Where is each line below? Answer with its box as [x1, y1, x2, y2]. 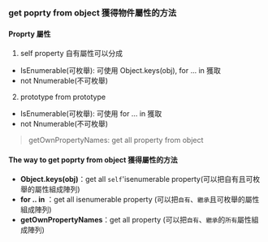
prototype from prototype [19, 92, 106, 102]
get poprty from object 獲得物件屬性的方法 [8, 6, 177, 18]
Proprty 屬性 [8, 28, 51, 38]
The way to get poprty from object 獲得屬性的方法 [8, 154, 178, 164]
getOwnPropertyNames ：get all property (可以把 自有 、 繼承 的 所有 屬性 [19, 215, 252, 225]
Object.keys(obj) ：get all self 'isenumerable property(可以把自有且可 [19, 175, 253, 184]
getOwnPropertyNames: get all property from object [28, 136, 204, 145]
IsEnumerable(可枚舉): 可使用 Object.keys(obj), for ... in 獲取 [19, 66, 222, 76]
